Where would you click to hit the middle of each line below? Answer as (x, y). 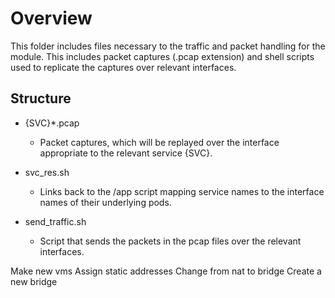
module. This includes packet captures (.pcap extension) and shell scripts (162, 56)
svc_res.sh (47, 172)
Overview (51, 18)
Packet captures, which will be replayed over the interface (159, 142)
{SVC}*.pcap (52, 123)
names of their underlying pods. (105, 202)
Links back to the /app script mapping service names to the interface (182, 191)
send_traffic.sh (55, 221)
